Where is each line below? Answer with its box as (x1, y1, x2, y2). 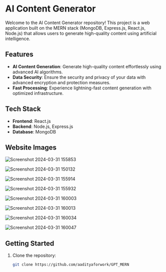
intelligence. (5, 36, 30, 42)
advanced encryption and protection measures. (12, 79, 111, 85)
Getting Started (5, 239, 54, 247)
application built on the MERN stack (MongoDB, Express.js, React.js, (5, 25, 146, 31)
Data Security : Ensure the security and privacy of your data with (12, 74, 146, 80)
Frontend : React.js (12, 118, 51, 124)
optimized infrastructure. (12, 90, 64, 96)
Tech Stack (5, 105, 41, 113)
